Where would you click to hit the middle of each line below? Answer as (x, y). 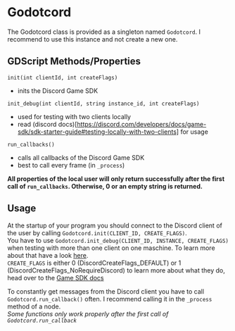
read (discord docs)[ (47, 124)
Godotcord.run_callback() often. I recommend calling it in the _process (110, 299)
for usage (195, 132)
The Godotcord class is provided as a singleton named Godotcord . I (104, 32)
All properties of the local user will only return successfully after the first (116, 179)
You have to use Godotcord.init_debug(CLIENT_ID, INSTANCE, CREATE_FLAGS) (118, 240)
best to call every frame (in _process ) (71, 165)
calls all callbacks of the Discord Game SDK (81, 157)
